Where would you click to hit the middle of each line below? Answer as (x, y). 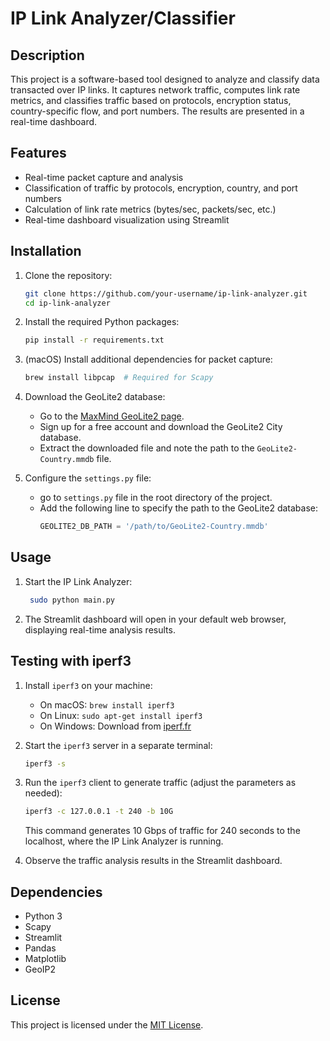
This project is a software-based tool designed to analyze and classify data (165, 79)
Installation (46, 251)
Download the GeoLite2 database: (95, 397)
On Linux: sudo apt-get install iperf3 (121, 715)
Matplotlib (45, 959)
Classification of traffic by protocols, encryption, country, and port (161, 188)
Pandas (40, 948)
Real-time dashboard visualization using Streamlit (127, 219)
